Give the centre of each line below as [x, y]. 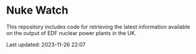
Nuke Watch [37, 10]
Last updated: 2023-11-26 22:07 [46, 45]
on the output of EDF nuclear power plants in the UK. [71, 33]
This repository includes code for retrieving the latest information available [98, 27]
